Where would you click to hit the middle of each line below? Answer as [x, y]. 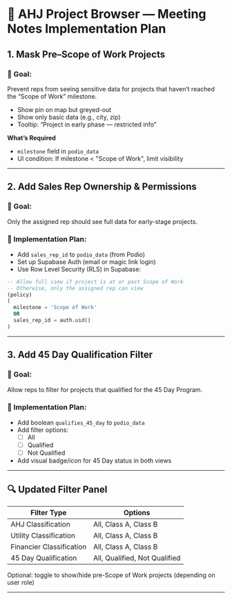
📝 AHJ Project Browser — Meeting [107, 14]
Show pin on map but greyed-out [64, 109]
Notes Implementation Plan [87, 29]
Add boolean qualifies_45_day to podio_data [81, 422]
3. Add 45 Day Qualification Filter [80, 355]
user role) [21, 582]
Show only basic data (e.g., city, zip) [69, 117]
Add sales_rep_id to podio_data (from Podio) [81, 254]
